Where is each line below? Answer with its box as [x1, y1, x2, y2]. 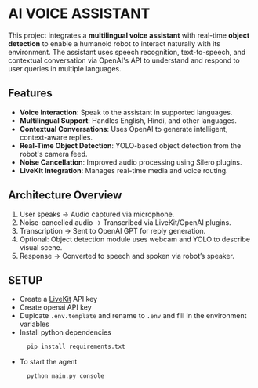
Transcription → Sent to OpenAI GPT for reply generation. [19, 226, 206, 235]
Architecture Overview [8, 189, 122, 202]
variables [19, 319, 49, 329]
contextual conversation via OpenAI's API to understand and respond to [8, 56, 241, 65]
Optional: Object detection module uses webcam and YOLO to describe [19, 234, 251, 244]
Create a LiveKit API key [19, 295, 98, 304]
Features [8, 87, 53, 100]
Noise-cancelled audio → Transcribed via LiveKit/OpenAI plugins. [19, 217, 231, 227]
